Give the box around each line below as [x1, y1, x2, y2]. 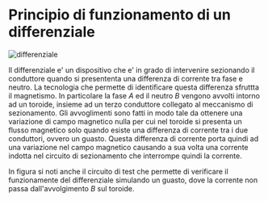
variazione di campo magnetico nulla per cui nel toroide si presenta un [8, 116, 242, 126]
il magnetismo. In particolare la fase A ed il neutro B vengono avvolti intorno [8, 90, 261, 100]
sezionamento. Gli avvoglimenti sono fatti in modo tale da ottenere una [8, 107, 243, 118]
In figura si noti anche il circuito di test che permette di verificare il [8, 166, 228, 176]
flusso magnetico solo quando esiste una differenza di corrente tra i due [8, 125, 249, 135]
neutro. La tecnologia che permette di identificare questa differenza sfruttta [8, 82, 260, 92]
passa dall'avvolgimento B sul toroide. [8, 183, 135, 193]
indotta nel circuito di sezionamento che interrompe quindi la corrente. [8, 151, 242, 161]
